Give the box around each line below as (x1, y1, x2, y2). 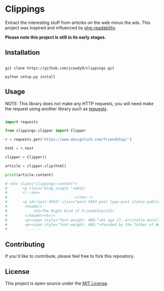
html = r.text (5, 146, 34, 151)
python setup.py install (5, 74, 56, 79)
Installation (5, 48, 40, 57)
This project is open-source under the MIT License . (5, 280, 109, 286)
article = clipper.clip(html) (5, 163, 67, 168)
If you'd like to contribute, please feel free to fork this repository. (5, 253, 135, 259)
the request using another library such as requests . (5, 106, 108, 112)
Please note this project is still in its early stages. (5, 34, 106, 40)
